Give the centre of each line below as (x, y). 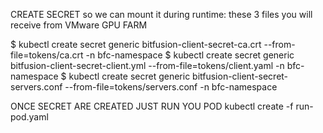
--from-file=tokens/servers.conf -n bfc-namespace (171, 87)
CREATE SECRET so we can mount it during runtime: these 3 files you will (161, 14)
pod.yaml (29, 117)
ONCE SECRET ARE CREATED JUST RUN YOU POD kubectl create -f (152, 106)
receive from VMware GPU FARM (79, 25)
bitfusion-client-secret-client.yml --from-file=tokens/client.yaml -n (147, 65)
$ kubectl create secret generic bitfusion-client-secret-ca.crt (136, 44)
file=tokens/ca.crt (47, 55)
